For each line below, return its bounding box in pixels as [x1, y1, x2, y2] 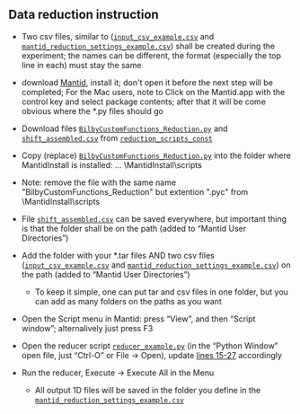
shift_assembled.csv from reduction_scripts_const [21, 132, 213, 143]
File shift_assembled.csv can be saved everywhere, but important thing [21, 213, 287, 224]
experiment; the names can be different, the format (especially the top [21, 49, 282, 61]
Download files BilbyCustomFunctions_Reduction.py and [21, 123, 228, 134]
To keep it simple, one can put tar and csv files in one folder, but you [34, 286, 289, 297]
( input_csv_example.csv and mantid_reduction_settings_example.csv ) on [21, 260, 291, 270]
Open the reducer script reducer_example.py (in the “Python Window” [21, 340, 279, 351]
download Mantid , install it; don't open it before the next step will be [21, 76, 273, 88]
